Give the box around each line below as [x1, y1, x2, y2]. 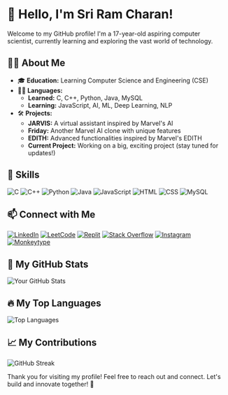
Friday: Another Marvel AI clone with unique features [27, 126, 181, 135]
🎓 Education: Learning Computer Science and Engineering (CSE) [17, 76, 208, 85]
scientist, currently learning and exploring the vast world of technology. [7, 36, 213, 45]
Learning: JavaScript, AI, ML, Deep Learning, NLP [27, 101, 173, 109]
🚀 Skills [7, 169, 40, 181]
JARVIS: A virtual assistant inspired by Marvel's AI [27, 119, 173, 127]
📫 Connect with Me [7, 208, 96, 220]
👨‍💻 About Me [7, 57, 66, 69]
